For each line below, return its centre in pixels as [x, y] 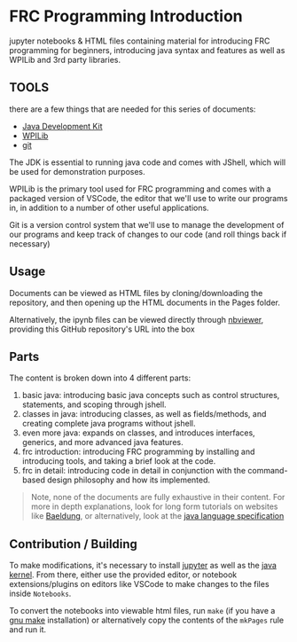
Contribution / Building [73, 544]
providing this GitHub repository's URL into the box [102, 329]
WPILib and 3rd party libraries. [65, 59]
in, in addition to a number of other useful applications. [109, 207]
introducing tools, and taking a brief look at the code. [119, 461]
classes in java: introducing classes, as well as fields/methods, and [144, 414]
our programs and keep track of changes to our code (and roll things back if [148, 234]
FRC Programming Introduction [126, 16]
